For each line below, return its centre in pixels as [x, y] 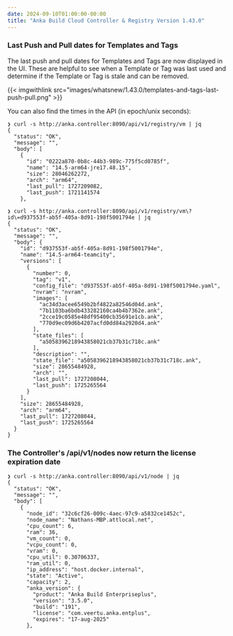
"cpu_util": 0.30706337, [63, 557]
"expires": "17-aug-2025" [71, 620]
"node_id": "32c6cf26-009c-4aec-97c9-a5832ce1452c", [106, 514]
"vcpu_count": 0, [52, 545]
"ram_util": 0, [49, 564]
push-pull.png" [29, 97]
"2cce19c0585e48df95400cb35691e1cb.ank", [101, 317]
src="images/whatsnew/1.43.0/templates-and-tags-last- [136, 90]
